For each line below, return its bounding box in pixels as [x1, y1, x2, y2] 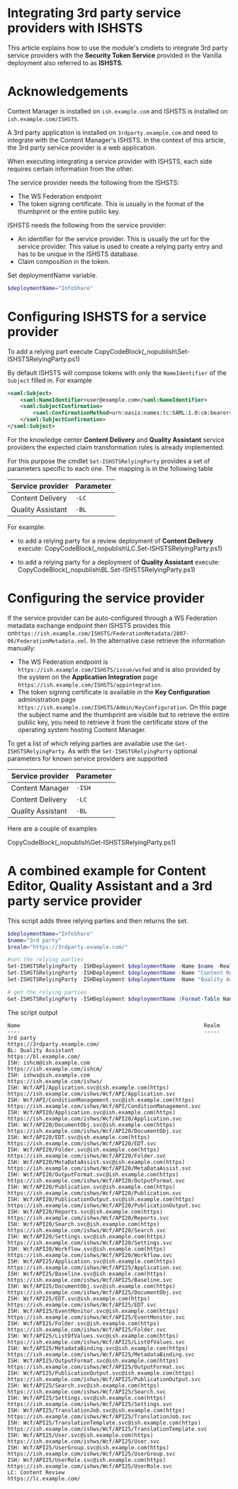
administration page [17, 695, 76, 704]
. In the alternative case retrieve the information [86, 636, 225, 645]
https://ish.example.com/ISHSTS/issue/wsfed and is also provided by [17, 665, 221, 673]
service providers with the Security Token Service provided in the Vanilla [7, 51, 222, 60]
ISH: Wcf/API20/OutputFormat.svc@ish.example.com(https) [7, 1170, 179, 1178]
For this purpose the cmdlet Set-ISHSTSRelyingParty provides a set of [7, 456, 210, 465]
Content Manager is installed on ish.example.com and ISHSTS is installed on [7, 106, 228, 115]
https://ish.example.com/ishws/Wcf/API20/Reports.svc [7, 1214, 170, 1222]
